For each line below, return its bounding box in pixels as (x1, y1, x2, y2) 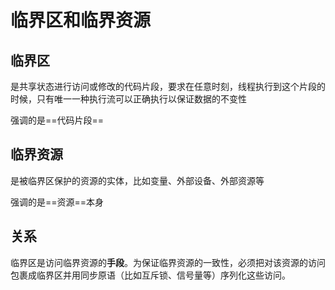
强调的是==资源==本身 (10, 196, 105, 208)
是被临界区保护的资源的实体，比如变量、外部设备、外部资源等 (10, 174, 265, 186)
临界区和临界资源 (10, 9, 152, 32)
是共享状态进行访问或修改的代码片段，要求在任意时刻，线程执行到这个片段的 (10, 81, 326, 92)
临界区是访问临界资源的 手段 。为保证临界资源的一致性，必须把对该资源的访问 (10, 256, 326, 268)
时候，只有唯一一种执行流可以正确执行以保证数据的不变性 (10, 93, 247, 105)
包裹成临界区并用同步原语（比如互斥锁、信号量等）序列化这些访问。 (10, 269, 291, 281)
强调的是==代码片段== (10, 114, 105, 126)
